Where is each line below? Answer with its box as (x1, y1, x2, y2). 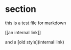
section (5, 3, 37, 15)
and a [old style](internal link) (5, 39, 65, 45)
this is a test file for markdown (5, 20, 66, 26)
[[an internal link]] (5, 29, 41, 35)
